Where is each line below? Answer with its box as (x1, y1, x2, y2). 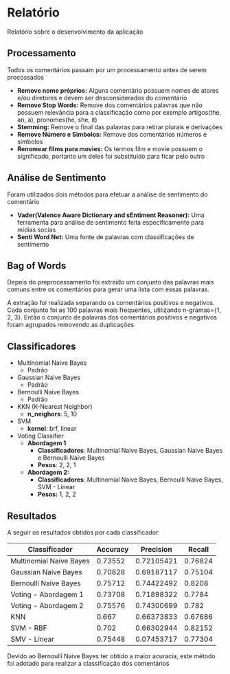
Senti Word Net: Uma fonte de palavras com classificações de (16, 232, 194, 241)
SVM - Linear (37, 483, 76, 491)
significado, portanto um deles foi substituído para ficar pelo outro (16, 152, 205, 160)
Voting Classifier (16, 431, 64, 440)
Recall (188, 545, 209, 554)
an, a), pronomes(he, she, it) (16, 115, 97, 124)
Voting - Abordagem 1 (10, 589, 84, 599)
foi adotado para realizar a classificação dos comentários (7, 660, 170, 667)
